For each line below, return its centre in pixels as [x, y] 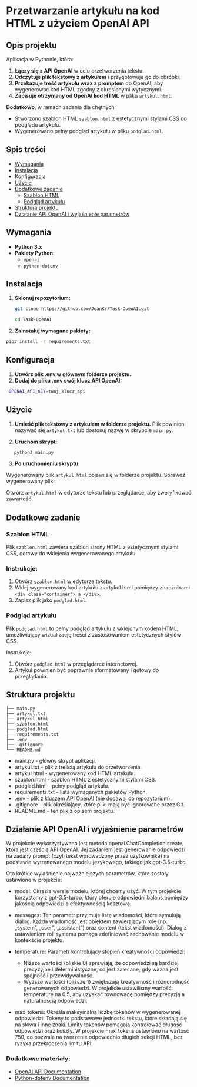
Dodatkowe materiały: [38, 1059]
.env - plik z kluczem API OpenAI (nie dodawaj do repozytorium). [93, 798]
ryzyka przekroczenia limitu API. [54, 1043]
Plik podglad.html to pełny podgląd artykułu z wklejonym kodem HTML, [92, 628]
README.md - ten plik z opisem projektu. [64, 811]
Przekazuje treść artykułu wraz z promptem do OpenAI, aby [89, 83]
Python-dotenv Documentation [52, 1078]
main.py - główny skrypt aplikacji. [55, 760]
